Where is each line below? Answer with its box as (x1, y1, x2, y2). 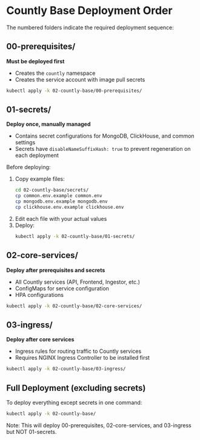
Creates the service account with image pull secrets (15, 75, 145, 83)
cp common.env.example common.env (15, 193, 102, 199)
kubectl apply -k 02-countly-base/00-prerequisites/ (6, 88, 142, 94)
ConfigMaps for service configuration (15, 284, 109, 292)
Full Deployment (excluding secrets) (6, 383, 146, 393)
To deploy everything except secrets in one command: (6, 399, 142, 406)
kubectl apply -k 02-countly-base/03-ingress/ (6, 366, 126, 372)
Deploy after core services (6, 336, 75, 343)
